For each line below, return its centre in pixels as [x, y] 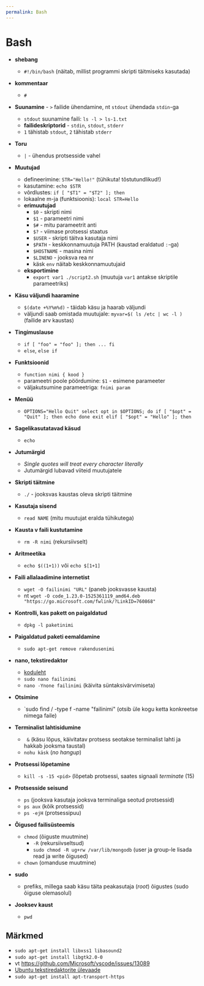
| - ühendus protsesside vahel [62, 155]
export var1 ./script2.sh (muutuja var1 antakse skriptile [105, 277]
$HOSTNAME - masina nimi [63, 251]
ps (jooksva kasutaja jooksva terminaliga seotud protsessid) [99, 800]
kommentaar [31, 83]
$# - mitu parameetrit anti [65, 225]
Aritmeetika [30, 553]
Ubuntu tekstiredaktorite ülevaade [58, 970]
